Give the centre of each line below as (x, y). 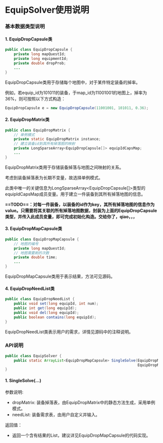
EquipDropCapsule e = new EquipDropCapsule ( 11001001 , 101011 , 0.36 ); (77, 108)
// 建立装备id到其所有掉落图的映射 (44, 144)
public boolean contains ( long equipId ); (55, 317)
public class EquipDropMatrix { (38, 130)
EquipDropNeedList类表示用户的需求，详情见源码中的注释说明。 (69, 331)
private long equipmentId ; (41, 59)
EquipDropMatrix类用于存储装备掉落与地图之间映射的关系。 (64, 167)
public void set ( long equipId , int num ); (56, 304)
